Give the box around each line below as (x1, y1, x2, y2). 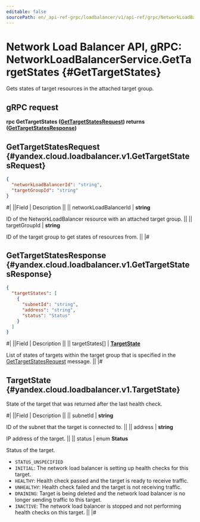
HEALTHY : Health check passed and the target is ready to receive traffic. (14, 477, 189, 484)
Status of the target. (6, 447, 55, 454)
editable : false (6, 8, 46, 15)
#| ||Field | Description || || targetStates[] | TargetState (6, 340, 141, 347)
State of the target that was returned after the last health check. (6, 400, 162, 407)
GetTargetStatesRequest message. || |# (6, 358, 103, 365)
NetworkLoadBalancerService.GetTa (6, 52, 192, 66)
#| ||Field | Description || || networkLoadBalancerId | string (6, 203, 151, 211)
